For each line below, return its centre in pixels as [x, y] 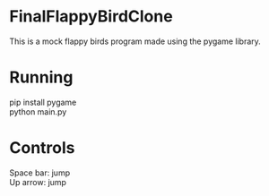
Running [41, 77]
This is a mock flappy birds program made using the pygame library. [135, 41]
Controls [42, 148]
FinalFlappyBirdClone [91, 17]
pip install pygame [43, 102]
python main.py [38, 111]
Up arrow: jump [38, 182]
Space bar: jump [39, 173]
